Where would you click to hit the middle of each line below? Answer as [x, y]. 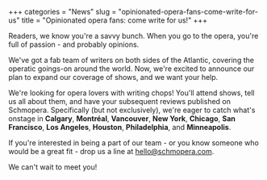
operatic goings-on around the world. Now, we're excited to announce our [131, 69]
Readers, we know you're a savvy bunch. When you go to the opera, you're [133, 36]
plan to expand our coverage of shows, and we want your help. [113, 77]
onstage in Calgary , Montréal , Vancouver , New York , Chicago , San [122, 119]
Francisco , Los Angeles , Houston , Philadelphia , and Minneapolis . [120, 127]
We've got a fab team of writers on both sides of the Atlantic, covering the [131, 60]
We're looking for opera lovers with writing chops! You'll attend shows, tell [131, 93]
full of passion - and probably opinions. [74, 44]
